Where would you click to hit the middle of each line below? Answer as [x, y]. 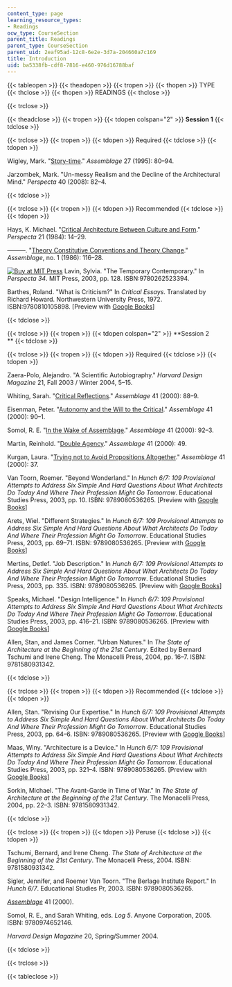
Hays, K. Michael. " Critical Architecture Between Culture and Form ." [104, 229]
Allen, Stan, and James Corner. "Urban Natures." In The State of [99, 642]
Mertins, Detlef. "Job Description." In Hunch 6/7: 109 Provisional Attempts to [115, 563]
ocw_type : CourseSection [43, 33]
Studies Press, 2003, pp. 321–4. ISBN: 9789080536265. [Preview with [107, 769]
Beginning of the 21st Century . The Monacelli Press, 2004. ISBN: [99, 860]
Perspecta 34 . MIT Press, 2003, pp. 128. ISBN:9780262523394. [98, 278]
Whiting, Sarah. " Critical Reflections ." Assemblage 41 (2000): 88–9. [103, 395]
